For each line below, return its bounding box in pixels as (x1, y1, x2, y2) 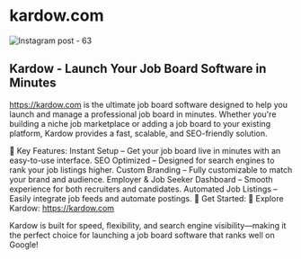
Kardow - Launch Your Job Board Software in (9, 61, 267, 76)
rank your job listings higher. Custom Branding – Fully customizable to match (9, 164, 293, 175)
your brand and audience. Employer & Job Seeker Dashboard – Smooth (9, 174, 273, 184)
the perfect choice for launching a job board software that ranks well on (9, 229, 276, 240)
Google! (9, 239, 39, 250)
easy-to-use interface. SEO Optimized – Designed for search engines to (9, 155, 275, 165)
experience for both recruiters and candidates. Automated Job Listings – (9, 183, 279, 194)
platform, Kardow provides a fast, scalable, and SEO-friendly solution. (9, 128, 268, 138)
